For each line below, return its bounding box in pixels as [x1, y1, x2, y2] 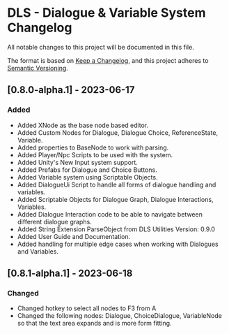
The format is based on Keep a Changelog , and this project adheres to [7, 56, 209, 64]
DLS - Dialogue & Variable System [7, 5, 206, 21]
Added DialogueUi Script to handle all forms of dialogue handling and [17, 180, 216, 189]
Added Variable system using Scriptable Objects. [17, 173, 158, 181]
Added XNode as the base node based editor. [17, 121, 149, 129]
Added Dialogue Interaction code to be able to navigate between [17, 210, 203, 218]
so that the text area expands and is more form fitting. [17, 319, 172, 328]
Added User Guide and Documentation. [17, 232, 131, 240]
